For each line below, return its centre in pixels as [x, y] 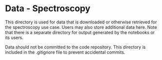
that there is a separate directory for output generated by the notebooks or [80, 32]
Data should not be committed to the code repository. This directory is [75, 47]
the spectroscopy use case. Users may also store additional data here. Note [81, 27]
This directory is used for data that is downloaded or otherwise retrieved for [81, 22]
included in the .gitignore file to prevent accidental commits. [65, 52]
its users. [14, 38]
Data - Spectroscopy [48, 9]
